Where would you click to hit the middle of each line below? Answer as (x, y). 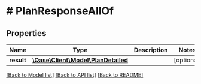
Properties (26, 33)
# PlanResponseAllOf (60, 11)
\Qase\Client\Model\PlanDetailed (80, 60)
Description (151, 50)
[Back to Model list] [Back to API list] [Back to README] (75, 75)
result (18, 60)
